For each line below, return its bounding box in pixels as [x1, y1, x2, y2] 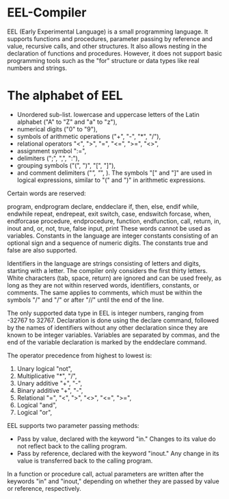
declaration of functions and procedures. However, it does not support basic [7, 49, 222, 57]
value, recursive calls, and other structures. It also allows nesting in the [7, 42, 207, 50]
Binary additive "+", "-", [16, 386, 83, 394]
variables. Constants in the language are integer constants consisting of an [7, 231, 219, 240]
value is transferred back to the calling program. [16, 457, 153, 465]
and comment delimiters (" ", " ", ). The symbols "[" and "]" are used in [16, 168, 213, 177]
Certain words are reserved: [7, 189, 87, 197]
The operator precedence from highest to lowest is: [7, 351, 152, 359]
